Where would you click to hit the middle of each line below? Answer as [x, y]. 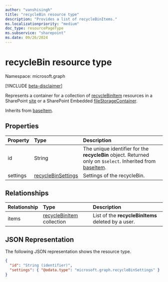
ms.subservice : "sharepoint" [35, 33]
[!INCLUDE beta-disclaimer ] [34, 86]
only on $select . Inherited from [119, 161]
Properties [22, 126]
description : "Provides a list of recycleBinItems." [61, 19]
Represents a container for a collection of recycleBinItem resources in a [79, 95]
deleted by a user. [114, 222]
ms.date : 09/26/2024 [27, 38]
